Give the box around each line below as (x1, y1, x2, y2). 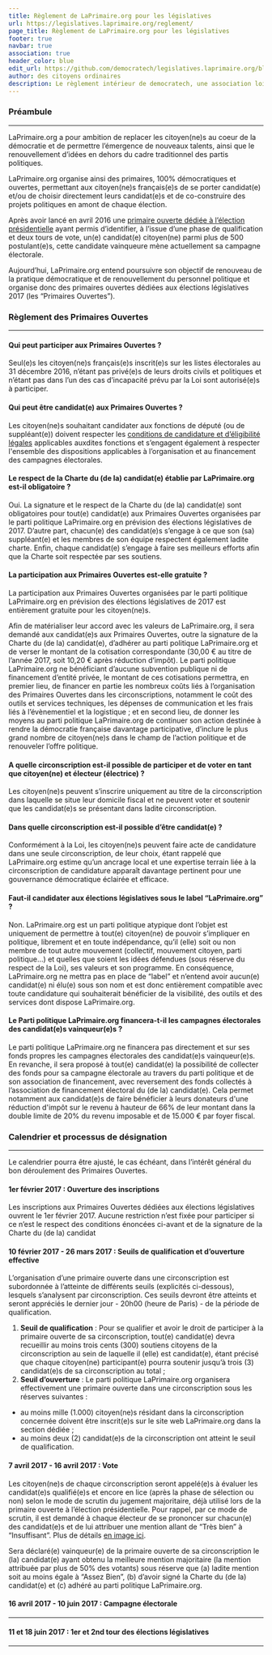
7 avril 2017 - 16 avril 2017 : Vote (8, 1461, 119, 1470)
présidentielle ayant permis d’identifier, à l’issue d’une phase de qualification (8, 223, 263, 233)
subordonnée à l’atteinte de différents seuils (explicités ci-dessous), (8, 1282, 235, 1292)
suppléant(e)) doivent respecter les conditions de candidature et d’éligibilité (8, 429, 261, 439)
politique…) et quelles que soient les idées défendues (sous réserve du (8, 954, 245, 964)
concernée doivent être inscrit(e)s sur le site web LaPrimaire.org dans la (19, 1416, 261, 1426)
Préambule (8, 106, 53, 117)
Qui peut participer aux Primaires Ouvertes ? (8, 340, 162, 350)
